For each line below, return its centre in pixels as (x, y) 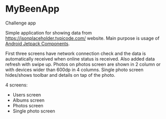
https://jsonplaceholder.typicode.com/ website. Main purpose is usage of (82, 38)
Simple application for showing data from (49, 33)
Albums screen (29, 100)
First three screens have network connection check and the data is (76, 53)
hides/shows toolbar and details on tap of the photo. (61, 75)
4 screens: (17, 85)
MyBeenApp (32, 9)
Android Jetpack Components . (38, 43)
